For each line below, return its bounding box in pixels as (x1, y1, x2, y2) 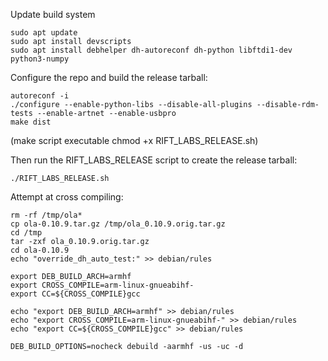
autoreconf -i (10, 91, 70, 101)
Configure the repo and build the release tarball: (10, 72, 208, 83)
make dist (10, 117, 52, 127)
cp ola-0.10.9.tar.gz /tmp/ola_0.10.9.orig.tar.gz (10, 219, 226, 229)
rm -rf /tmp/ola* (10, 210, 83, 220)
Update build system (10, 9, 96, 20)
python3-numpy (10, 54, 70, 64)
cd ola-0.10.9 (10, 245, 70, 255)
